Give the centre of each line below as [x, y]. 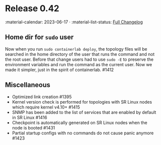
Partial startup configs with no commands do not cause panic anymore [83, 133]
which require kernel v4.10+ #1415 [46, 107]
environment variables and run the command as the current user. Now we [79, 64]
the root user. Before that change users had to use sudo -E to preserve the [79, 59]
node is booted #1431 [33, 127]
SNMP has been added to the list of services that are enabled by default [84, 112]
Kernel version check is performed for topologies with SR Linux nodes [82, 102]
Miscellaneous [28, 85]
